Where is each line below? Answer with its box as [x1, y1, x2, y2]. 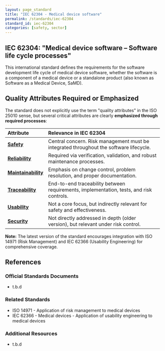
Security [7, 217, 28, 224]
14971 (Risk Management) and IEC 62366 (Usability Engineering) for [5, 238, 143, 244]
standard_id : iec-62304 [5, 21, 54, 26]
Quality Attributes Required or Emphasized [5, 94, 139, 103]
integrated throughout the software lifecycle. [48, 144, 151, 150]
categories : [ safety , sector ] [5, 26, 67, 30]
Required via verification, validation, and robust [48, 152, 157, 159]
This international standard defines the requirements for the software [5, 64, 145, 70]
